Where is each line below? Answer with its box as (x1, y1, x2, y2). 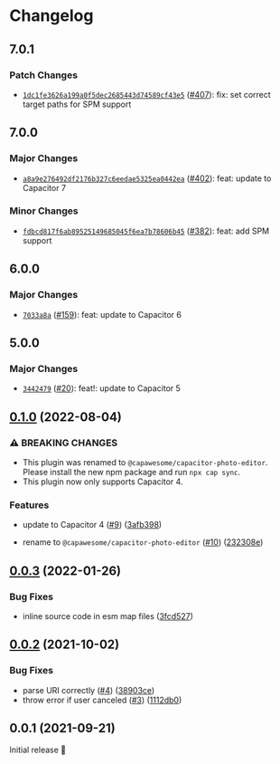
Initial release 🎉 (9, 744, 67, 756)
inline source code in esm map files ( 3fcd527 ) (22, 610, 194, 621)
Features (9, 499, 50, 511)
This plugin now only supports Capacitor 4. (22, 476, 183, 487)
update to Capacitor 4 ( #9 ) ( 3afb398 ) (22, 520, 163, 530)
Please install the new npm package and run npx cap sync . (22, 466, 241, 477)
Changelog (9, 5, 94, 26)
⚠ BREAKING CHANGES (9, 436, 118, 449)
